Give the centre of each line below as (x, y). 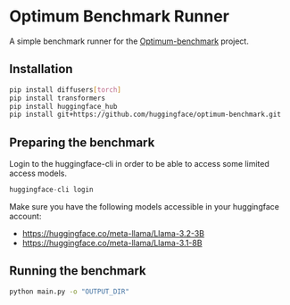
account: (25, 216)
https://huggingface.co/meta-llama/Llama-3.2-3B (113, 233)
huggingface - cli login (51, 190)
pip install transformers (57, 98)
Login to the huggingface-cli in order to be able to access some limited (139, 164)
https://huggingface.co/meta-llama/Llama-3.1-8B (112, 243)
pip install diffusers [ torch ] (66, 90)
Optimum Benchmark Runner (120, 16)
